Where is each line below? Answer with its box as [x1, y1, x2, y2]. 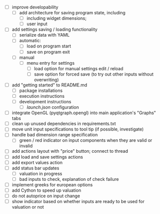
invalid [19, 143, 33, 149]
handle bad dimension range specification [11, 132, 98, 138]
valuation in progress [19, 171, 62, 176]
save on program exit [26, 49, 70, 55]
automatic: [19, 38, 41, 43]
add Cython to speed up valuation [11, 187, 81, 193]
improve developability [11, 4, 58, 10]
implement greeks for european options [11, 181, 93, 187]
